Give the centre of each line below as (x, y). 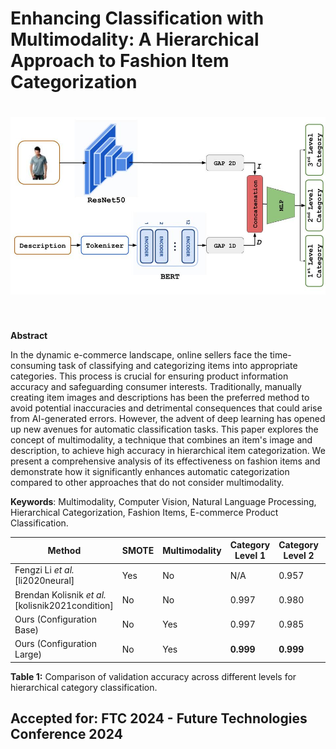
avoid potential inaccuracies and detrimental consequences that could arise (166, 408)
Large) (28, 654)
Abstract (29, 335)
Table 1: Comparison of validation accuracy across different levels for (153, 676)
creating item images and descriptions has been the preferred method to (160, 397)
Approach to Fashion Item (120, 61)
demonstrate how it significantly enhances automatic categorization (150, 471)
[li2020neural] (44, 581)
